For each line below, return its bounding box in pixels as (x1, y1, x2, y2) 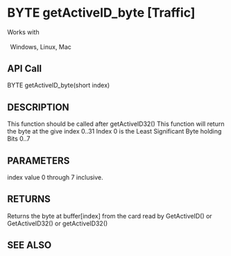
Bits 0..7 (7, 134, 31, 143)
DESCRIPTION (7, 101, 69, 113)
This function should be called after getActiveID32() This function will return (7, 120, 225, 128)
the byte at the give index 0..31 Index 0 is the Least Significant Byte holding (7, 127, 222, 136)
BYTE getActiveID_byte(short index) (7, 81, 110, 90)
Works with (7, 28, 40, 36)
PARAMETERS (7, 154, 70, 166)
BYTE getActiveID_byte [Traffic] (7, 5, 196, 21)
